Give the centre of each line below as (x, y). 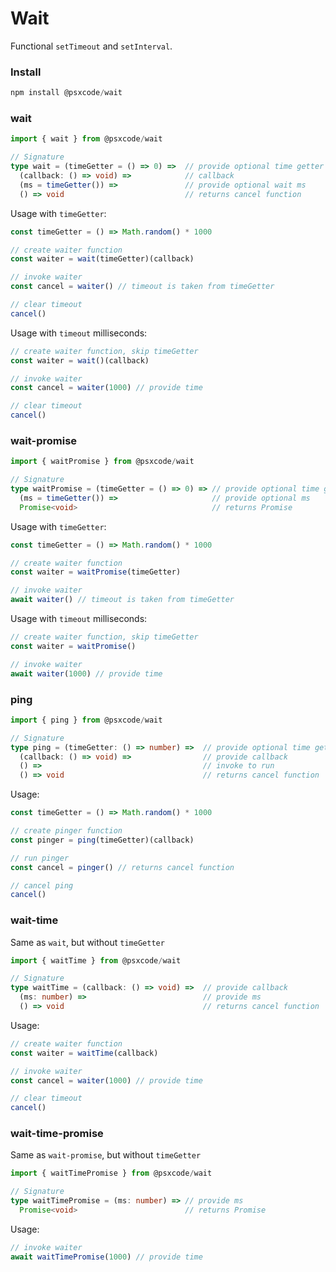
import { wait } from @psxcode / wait (86, 139)
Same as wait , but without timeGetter (87, 942)
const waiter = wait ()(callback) (80, 360)
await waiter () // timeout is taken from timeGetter (122, 600)
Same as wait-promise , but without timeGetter (106, 1155)
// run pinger (40, 858)
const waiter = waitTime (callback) (84, 1053)
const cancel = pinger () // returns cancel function (122, 867)
